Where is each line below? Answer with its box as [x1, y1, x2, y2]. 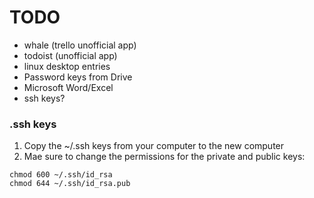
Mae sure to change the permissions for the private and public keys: [23, 151, 306, 163]
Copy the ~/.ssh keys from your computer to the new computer [23, 140, 285, 152]
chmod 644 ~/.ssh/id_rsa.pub [9, 179, 131, 189]
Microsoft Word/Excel [23, 81, 114, 93]
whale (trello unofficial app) [23, 39, 137, 51]
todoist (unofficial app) [23, 49, 118, 61]
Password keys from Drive [23, 71, 133, 83]
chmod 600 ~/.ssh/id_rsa [9, 170, 113, 180]
